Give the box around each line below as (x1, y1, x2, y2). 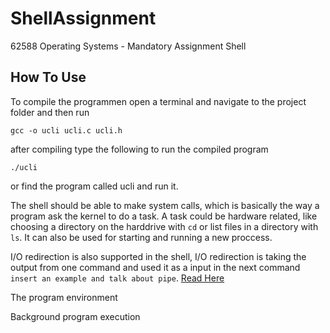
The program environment (10, 291, 118, 303)
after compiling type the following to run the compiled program (10, 143, 269, 155)
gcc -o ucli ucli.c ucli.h (10, 125, 123, 136)
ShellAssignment (10, 7, 157, 30)
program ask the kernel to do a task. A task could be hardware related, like (10, 210, 318, 222)
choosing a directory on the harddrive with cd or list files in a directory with (10, 220, 319, 232)
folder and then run (10, 106, 90, 118)
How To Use (10, 69, 87, 86)
